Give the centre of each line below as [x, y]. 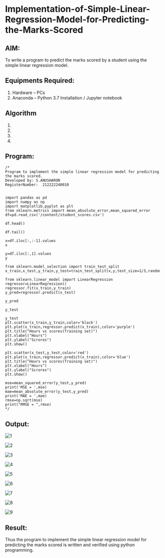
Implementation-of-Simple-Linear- [78, 9]
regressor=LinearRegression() [36, 284]
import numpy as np [25, 202]
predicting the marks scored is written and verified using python [70, 545]
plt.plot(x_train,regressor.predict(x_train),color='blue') [68, 357]
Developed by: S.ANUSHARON [33, 181]
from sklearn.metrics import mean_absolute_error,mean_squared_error [78, 211]
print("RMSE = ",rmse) [28, 405]
